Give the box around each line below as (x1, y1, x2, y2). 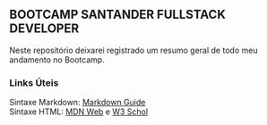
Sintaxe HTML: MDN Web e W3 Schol (9, 106, 149, 117)
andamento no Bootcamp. (9, 54, 105, 65)
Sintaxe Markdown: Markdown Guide (9, 97, 146, 108)
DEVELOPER (9, 21, 79, 37)
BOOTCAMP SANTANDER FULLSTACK (9, 7, 226, 22)
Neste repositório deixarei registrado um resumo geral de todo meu (9, 45, 258, 55)
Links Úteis (9, 76, 59, 88)
